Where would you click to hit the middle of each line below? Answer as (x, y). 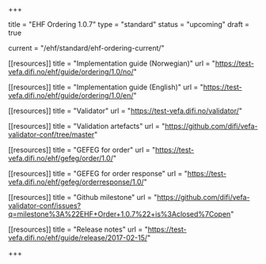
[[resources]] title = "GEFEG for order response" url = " (98, 173)
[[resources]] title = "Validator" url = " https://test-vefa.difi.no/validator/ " (125, 111)
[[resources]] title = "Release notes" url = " (78, 229)
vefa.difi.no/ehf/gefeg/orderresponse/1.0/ (76, 182)
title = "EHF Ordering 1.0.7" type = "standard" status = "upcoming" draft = (129, 24)
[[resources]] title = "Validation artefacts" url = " (87, 126)
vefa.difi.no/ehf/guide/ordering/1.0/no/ (71, 72)
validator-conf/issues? (45, 206)
